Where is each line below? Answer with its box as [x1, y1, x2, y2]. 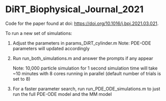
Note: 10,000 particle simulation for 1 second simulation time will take [12, 65, 158, 71]
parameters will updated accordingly [12, 45, 90, 51]
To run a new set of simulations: [5, 30, 72, 36]
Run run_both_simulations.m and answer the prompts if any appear [12, 55, 154, 61]
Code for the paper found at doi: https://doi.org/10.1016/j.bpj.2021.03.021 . [5, 20, 159, 26]
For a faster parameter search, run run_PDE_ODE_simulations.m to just [12, 85, 160, 92]
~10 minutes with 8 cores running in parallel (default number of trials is [12, 70, 161, 77]
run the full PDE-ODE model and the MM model [12, 91, 112, 97]
